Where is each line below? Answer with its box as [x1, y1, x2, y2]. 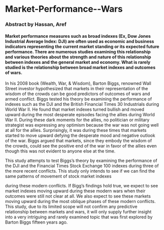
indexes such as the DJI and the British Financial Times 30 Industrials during [5, 102, 159, 107]
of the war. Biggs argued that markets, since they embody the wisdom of [5, 138, 152, 144]
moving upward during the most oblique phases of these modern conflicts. [5, 199, 156, 204]
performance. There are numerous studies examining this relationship [5, 49, 151, 54]
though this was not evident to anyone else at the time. [5, 148, 116, 154]
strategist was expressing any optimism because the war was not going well [5, 122, 159, 128]
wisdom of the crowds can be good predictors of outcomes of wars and [5, 91, 150, 97]
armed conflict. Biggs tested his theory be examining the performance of [5, 96, 152, 102]
